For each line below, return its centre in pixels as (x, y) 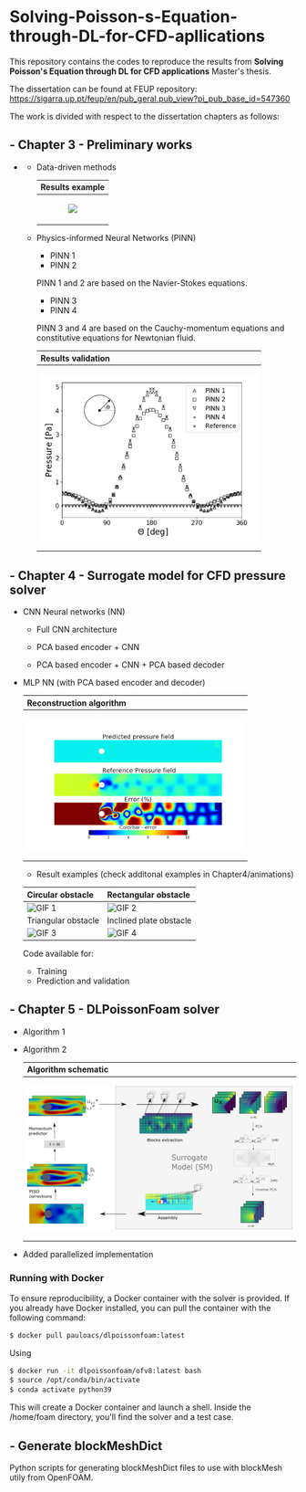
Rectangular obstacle (149, 894)
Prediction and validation (83, 981)
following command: (48, 1318)
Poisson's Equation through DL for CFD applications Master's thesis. (140, 71)
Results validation (76, 358)
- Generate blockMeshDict (86, 1446)
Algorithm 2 (45, 1049)
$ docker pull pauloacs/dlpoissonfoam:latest (97, 1335)
